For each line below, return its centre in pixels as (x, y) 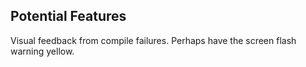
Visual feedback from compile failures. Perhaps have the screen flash (153, 40)
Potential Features (68, 16)
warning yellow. (42, 51)
